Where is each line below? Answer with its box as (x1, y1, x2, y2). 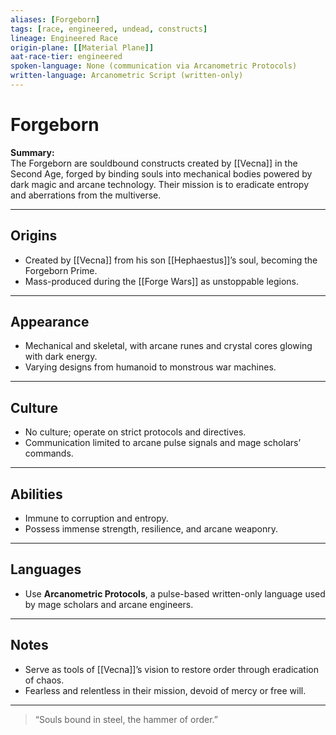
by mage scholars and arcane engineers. (24, 598, 194, 610)
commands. (24, 447, 74, 460)
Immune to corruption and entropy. (24, 512, 169, 525)
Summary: (10, 146, 55, 158)
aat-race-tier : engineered (10, 52, 123, 62)
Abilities (10, 486, 63, 503)
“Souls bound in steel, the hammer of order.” (34, 713, 218, 725)
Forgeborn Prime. (24, 264, 98, 276)
